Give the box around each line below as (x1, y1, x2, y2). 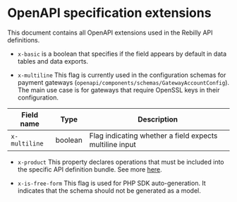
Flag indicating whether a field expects (89, 131, 218, 141)
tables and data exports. (17, 57, 89, 65)
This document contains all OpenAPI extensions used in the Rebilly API (7, 28, 213, 37)
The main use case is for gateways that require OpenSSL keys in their (17, 85, 220, 94)
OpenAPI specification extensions (7, 5, 212, 21)
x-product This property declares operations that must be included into (17, 158, 224, 166)
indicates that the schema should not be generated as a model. (17, 186, 201, 195)
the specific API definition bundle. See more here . (17, 165, 162, 174)
